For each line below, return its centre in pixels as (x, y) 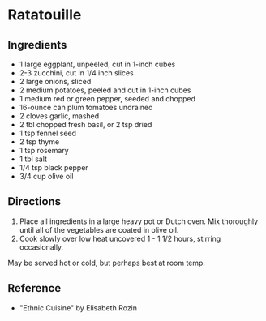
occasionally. (41, 247)
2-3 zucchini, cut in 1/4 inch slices (77, 73)
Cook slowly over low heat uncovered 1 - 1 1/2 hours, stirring (120, 238)
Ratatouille (45, 15)
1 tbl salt (33, 159)
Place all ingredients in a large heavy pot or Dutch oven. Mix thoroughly (139, 221)
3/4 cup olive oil (46, 176)
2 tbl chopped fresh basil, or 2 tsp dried (86, 124)
